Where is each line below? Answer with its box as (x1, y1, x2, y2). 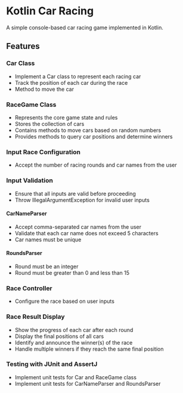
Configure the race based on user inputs (14, 297, 115, 305)
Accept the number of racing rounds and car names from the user (14, 161, 177, 168)
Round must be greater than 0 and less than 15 (14, 269, 130, 276)
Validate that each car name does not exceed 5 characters (14, 229, 159, 237)
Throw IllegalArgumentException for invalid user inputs (14, 196, 150, 204)
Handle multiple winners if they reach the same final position (14, 345, 164, 352)
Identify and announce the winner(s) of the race (14, 339, 133, 346)
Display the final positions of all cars (14, 333, 104, 340)
